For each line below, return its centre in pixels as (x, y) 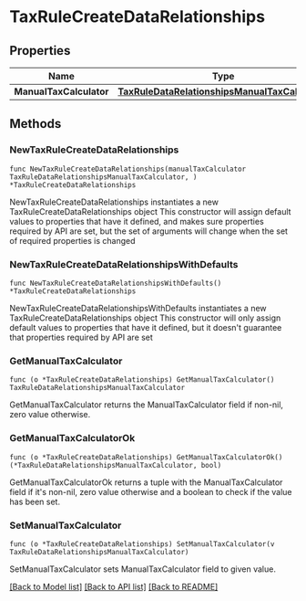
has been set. (35, 501)
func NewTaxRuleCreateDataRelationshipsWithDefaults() (116, 283)
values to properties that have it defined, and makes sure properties (137, 221)
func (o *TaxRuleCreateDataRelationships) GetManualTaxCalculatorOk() (146, 457)
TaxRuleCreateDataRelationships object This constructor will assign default (150, 211)
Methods (36, 124)
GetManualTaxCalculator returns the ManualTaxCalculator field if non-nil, (147, 405)
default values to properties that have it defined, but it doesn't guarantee (146, 327)
